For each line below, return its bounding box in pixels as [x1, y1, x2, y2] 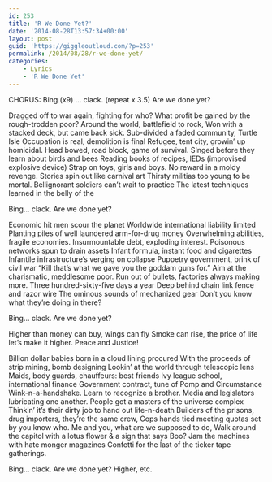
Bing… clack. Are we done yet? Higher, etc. [8, 464, 153, 474]
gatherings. [8, 448, 47, 458]
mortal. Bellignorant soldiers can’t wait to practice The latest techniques [8, 180, 249, 189]
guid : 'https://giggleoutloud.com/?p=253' [8, 42, 154, 50]
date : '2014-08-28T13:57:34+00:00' [8, 27, 129, 35]
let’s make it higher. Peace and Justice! [8, 337, 140, 347]
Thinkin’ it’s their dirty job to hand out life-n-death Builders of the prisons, [8, 405, 254, 415]
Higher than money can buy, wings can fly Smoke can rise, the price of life [8, 328, 258, 338]
